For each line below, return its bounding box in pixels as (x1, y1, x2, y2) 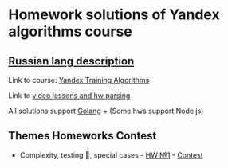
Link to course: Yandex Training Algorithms (8, 76, 150, 84)
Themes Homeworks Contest (8, 129, 157, 143)
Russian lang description (8, 54, 135, 68)
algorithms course (8, 22, 133, 41)
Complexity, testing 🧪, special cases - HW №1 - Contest (19, 150, 203, 160)
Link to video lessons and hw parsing (8, 91, 131, 100)
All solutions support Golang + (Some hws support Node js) (8, 106, 204, 115)
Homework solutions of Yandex (8, 6, 221, 24)
